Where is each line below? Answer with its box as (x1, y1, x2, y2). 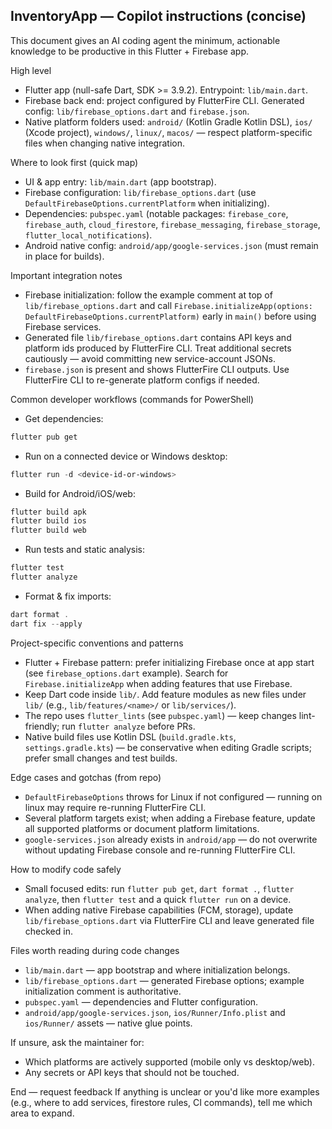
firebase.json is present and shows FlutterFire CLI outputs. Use (24, 363, 290, 375)
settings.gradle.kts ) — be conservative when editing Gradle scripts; (24, 741, 312, 753)
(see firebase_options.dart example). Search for (24, 667, 229, 679)
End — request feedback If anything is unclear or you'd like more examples (10, 1085, 320, 1098)
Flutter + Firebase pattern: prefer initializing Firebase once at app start (24, 656, 315, 668)
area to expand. (10, 1107, 75, 1119)
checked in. (24, 925, 73, 937)
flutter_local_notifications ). (24, 229, 153, 241)
